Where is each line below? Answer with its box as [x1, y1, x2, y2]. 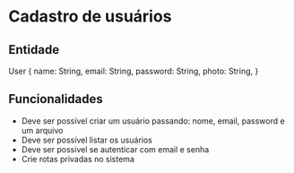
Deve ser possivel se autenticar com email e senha [21, 143, 210, 154]
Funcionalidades [8, 91, 104, 107]
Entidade [8, 42, 60, 57]
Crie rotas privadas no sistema [21, 153, 135, 164]
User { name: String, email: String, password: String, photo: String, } [8, 65, 259, 76]
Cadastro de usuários [8, 6, 172, 27]
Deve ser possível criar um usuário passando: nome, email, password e [21, 115, 285, 126]
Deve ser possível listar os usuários [21, 134, 153, 145]
